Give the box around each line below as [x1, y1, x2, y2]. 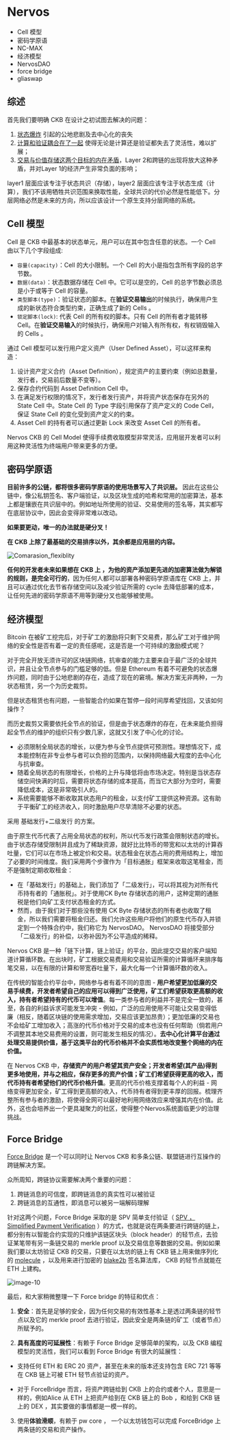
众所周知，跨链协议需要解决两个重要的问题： [7, 1175, 133, 1184]
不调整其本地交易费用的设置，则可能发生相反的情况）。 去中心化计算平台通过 [7, 1030, 220, 1038]
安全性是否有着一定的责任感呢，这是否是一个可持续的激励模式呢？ [18, 642, 205, 650]
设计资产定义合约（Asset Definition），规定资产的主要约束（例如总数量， [16, 367, 221, 375]
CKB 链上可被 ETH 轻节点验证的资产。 [25, 1371, 133, 1378]
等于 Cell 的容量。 [40, 286, 92, 295]
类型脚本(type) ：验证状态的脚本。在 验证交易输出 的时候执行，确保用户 [16, 295, 212, 303]
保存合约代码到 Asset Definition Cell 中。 [16, 384, 132, 392]
